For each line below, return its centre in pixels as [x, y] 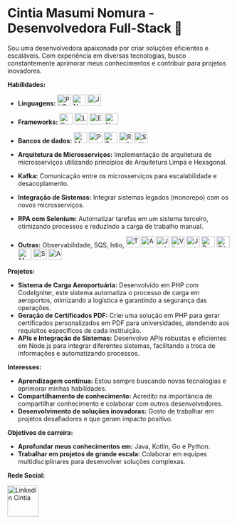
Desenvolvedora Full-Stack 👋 [95, 28]
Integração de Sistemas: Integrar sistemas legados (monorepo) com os [123, 197]
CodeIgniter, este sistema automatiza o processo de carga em [109, 292]
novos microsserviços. [51, 205]
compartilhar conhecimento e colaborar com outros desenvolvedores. [120, 404]
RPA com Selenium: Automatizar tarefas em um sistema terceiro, [113, 218]
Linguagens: [37, 103]
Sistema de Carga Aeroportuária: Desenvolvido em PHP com [108, 285]
